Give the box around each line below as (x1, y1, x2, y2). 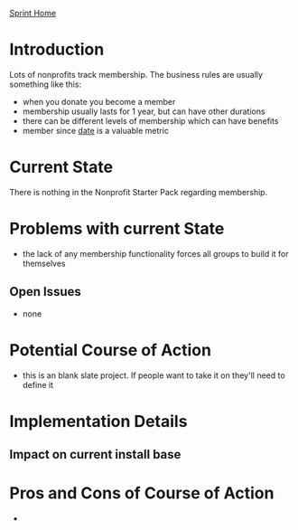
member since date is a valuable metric (22, 125, 170, 136)
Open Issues (9, 284, 81, 299)
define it (22, 379, 54, 390)
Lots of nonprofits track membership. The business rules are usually (9, 69, 264, 80)
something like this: (9, 79, 82, 90)
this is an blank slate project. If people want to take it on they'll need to (22, 370, 286, 381)
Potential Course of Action (9, 339, 212, 360)
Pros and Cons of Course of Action (9, 483, 275, 504)
